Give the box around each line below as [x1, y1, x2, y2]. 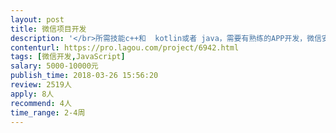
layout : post [10, 14, 65, 25]
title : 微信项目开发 [10, 24, 87, 34]
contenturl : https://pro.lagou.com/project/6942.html [10, 42, 240, 53]
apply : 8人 [10, 89, 55, 99]
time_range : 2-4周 [10, 107, 86, 118]
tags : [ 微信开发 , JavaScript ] [10, 52, 126, 62]
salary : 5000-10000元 [10, 61, 99, 71]
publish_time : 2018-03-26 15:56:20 [10, 71, 159, 81]
